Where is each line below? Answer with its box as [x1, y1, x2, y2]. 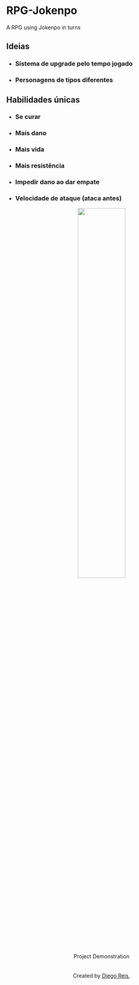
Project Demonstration [73, 953, 130, 960]
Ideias [6, 41, 30, 52]
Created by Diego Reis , [73, 972, 131, 980]
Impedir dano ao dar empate [15, 178, 100, 186]
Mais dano [15, 129, 47, 137]
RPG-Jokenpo [6, 4, 77, 18]
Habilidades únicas [6, 95, 80, 105]
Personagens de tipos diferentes [15, 76, 114, 84]
